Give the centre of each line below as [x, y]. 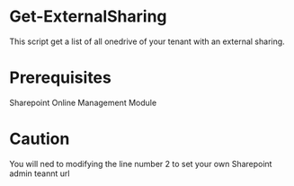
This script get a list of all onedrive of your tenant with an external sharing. [147, 41]
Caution [40, 139]
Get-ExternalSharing [89, 17]
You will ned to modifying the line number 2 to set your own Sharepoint [141, 164]
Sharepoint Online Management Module [83, 102]
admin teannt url [40, 173]
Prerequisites [61, 78]
